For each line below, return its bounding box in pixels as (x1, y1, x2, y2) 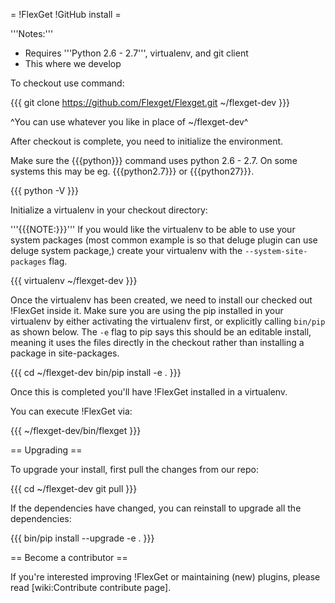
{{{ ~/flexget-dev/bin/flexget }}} (10, 425, 142, 436)
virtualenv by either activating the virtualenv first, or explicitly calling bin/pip (10, 315, 326, 327)
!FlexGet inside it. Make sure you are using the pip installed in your (10, 305, 284, 316)
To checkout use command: (10, 77, 125, 89)
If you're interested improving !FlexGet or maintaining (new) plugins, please (10, 571, 321, 583)
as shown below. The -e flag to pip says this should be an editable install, (10, 326, 312, 338)
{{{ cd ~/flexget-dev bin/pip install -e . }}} (10, 367, 182, 378)
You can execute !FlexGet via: (10, 405, 133, 417)
